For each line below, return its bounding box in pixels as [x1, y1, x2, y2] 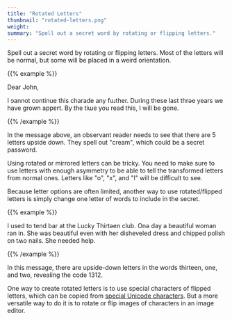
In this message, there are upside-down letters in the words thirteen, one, [7, 264, 217, 272]
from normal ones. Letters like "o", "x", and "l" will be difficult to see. [7, 174, 203, 182]
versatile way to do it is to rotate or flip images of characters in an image [7, 299, 214, 307]
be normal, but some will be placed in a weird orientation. [7, 56, 172, 65]
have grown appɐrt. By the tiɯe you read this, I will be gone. [7, 104, 179, 112]
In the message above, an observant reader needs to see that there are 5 [7, 131, 217, 139]
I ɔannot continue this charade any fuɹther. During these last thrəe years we [7, 97, 224, 105]
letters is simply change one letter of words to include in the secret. [7, 195, 200, 203]
